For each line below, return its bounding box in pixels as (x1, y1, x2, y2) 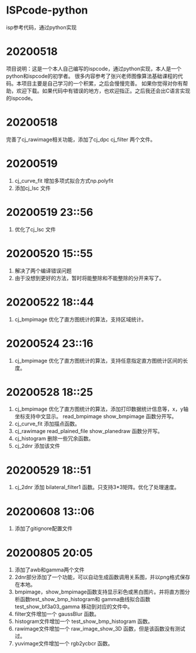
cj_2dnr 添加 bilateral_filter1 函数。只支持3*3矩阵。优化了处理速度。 (14, 484, 180, 491)
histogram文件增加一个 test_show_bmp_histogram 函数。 (14, 618, 153, 625)
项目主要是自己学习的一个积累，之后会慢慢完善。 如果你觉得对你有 (21, 80, 183, 87)
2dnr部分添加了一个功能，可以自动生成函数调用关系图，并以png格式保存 (14, 573, 190, 581)
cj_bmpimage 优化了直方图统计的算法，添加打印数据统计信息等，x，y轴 (14, 405, 189, 413)
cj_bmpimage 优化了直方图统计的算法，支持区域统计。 (14, 316, 147, 323)
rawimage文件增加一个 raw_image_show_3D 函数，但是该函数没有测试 (14, 625, 185, 632)
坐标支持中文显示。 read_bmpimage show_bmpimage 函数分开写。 (14, 413, 177, 420)
